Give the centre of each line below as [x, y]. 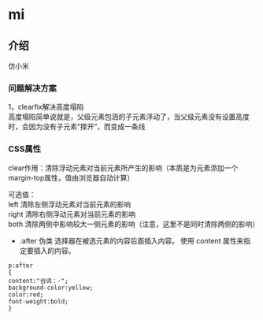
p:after [21, 266]
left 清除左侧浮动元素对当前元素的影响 [70, 204]
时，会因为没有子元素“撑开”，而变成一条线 [77, 127]
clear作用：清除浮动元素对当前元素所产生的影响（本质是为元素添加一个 [123, 168]
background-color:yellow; [50, 288]
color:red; [26, 294]
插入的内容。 [54, 251]
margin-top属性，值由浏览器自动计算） [71, 177]
